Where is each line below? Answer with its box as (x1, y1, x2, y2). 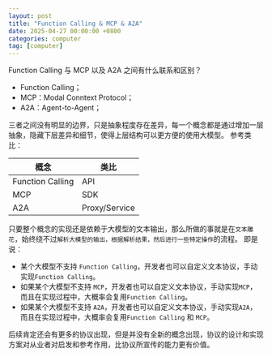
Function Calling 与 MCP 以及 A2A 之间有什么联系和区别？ (8, 66, 202, 75)
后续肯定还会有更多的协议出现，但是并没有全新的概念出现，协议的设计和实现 (8, 329, 264, 339)
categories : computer (8, 34, 82, 43)
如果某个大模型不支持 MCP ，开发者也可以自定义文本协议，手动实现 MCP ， (19, 282, 257, 292)
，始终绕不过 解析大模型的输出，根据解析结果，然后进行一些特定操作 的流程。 (14, 234, 243, 244)
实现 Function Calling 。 (19, 272, 100, 282)
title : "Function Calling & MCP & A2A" (8, 19, 143, 28)
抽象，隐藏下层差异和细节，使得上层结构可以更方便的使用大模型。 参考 (8, 131, 244, 140)
